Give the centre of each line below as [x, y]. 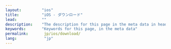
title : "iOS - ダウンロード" [44, 15]
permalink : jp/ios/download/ [43, 34]
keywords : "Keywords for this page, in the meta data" [72, 29]
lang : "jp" [29, 39]
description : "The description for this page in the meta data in [81, 24]
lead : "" [26, 19]
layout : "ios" [29, 10]
